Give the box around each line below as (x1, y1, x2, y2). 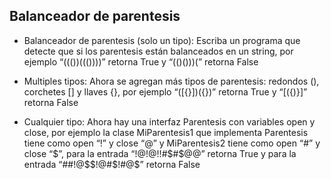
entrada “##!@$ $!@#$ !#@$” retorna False (23, 158, 201, 170)
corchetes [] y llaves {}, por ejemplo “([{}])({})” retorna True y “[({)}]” (23, 85, 308, 98)
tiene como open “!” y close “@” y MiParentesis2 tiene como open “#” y (23, 137, 321, 149)
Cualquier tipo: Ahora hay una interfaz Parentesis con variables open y (23, 115, 316, 128)
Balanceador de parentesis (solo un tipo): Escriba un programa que (23, 34, 301, 46)
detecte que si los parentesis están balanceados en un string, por (23, 45, 294, 57)
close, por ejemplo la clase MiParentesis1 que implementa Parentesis (23, 126, 309, 138)
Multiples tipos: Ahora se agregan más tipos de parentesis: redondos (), (23, 75, 320, 87)
